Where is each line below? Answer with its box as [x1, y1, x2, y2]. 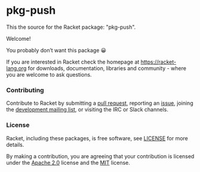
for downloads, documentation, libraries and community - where [27, 64, 187, 72]
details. [6, 141, 24, 148]
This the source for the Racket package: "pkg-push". [6, 23, 136, 31]
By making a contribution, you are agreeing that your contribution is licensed [6, 152, 195, 159]
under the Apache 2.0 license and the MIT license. [6, 159, 130, 166]
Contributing [6, 86, 44, 94]
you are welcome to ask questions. [6, 71, 92, 78]
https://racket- [140, 58, 177, 65]
